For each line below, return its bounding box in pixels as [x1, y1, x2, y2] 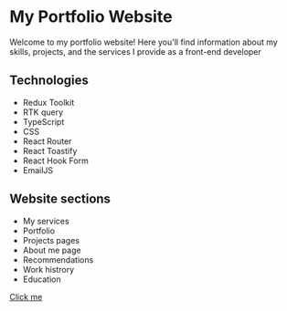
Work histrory [22, 264, 75, 275]
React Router [22, 135, 72, 147]
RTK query [22, 107, 64, 118]
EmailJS [22, 164, 54, 175]
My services [22, 215, 70, 226]
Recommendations [22, 254, 94, 265]
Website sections [9, 192, 112, 207]
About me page [22, 244, 81, 255]
